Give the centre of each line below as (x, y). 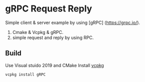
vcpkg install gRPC (25, 74)
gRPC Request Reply (49, 9)
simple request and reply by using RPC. (53, 37)
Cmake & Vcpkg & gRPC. (38, 32)
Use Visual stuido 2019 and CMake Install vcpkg (54, 65)
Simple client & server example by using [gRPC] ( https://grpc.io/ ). (73, 22)
